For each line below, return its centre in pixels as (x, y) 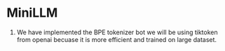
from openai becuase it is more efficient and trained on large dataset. (117, 39)
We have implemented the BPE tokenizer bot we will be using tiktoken (117, 32)
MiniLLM (32, 13)
